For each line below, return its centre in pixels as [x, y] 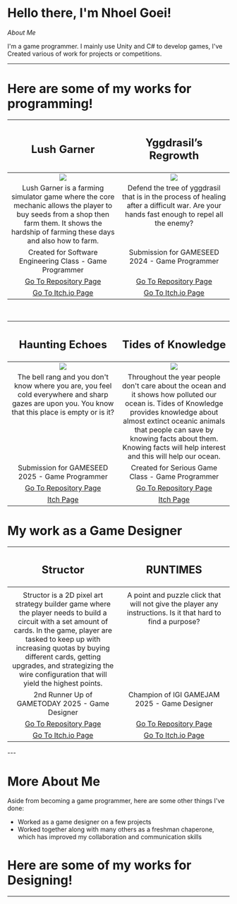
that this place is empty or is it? [63, 412]
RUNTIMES [174, 570]
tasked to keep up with [63, 640]
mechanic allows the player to [63, 206]
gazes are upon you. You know [63, 403]
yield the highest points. [63, 683]
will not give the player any [174, 604]
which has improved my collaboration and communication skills [110, 837]
